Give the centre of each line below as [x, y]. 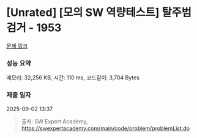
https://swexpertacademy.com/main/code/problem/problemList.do [106, 128]
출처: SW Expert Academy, [54, 121]
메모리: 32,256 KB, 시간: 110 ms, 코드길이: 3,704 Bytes [73, 78]
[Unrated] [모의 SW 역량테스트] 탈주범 [99, 13]
